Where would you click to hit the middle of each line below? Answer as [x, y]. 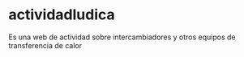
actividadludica [62, 15]
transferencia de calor [45, 45]
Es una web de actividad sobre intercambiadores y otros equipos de [122, 37]
